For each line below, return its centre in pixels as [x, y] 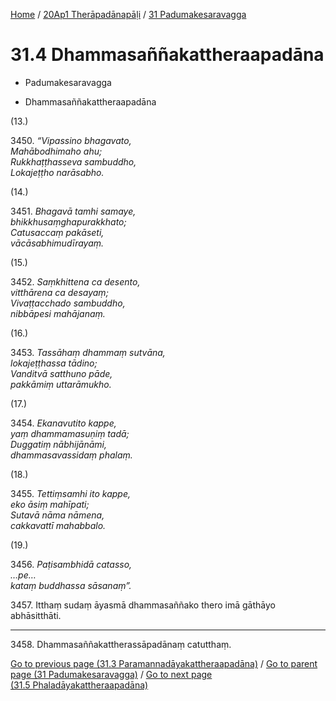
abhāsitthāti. [36, 615]
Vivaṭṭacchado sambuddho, [68, 303]
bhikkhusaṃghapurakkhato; [68, 221]
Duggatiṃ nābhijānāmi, [59, 444]
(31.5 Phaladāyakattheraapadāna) [79, 685]
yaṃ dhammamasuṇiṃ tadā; [70, 433]
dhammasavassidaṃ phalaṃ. [71, 455]
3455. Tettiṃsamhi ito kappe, [71, 493]
